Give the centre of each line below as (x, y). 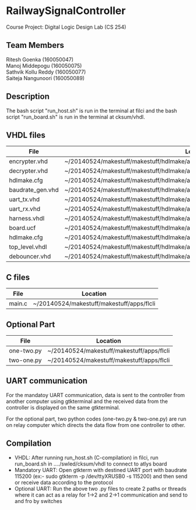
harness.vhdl (27, 219)
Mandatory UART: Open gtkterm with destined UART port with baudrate (101, 470)
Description (28, 97)
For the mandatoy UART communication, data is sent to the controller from (96, 395)
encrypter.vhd (29, 161)
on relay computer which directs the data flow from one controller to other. (96, 425)
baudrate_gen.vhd (34, 190)
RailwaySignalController (66, 11)
